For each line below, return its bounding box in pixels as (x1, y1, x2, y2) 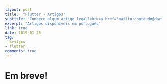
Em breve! (5, 70, 48, 81)
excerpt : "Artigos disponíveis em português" (5, 21, 101, 26)
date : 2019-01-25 (5, 30, 41, 35)
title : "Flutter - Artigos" (5, 12, 66, 17)
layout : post (5, 7, 32, 12)
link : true (5, 26, 28, 31)
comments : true (5, 48, 37, 53)
